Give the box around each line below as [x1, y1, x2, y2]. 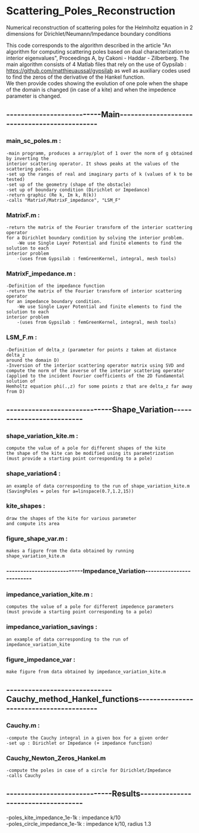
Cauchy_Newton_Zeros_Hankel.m [6, 754, 106, 762]
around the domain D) [6, 357, 60, 363]
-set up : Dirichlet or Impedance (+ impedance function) [6, 740, 153, 746]
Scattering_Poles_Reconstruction [6, 4, 176, 18]
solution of [6, 378, 36, 384]
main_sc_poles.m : [6, 137, 61, 145]
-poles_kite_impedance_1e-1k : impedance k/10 [6, 814, 121, 821]
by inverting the [6, 155, 49, 161]
